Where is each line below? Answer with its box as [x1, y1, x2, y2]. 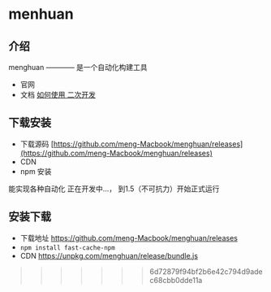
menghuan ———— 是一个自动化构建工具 [8, 63, 148, 72]
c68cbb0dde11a [149, 275, 203, 285]
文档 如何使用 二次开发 [19, 90, 96, 99]
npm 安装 [19, 166, 52, 176]
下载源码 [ [19, 139, 54, 149]
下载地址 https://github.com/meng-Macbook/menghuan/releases [19, 233, 238, 242]
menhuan [8, 5, 75, 24]
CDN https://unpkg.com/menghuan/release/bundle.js [19, 251, 199, 260]
